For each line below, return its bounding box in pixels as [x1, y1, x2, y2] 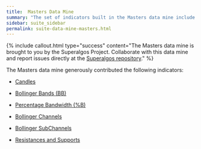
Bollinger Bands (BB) [14, 90, 67, 97]
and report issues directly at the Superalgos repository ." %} [6, 55, 154, 62]
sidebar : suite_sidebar [6, 20, 66, 26]
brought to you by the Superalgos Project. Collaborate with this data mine [6, 49, 188, 56]
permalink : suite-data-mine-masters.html [6, 25, 112, 32]
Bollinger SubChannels [14, 124, 72, 132]
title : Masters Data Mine [6, 8, 74, 15]
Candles [14, 78, 36, 85]
